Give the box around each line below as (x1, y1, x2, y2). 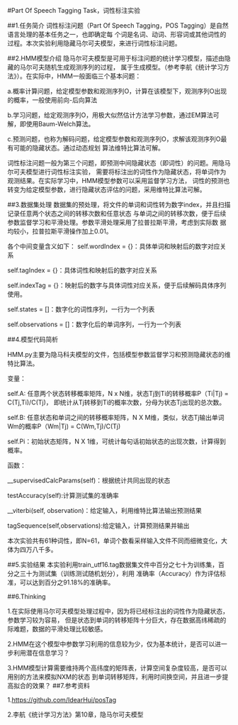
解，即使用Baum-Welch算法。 (7, 120, 95, 128)
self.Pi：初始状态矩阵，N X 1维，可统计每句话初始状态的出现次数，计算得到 (7, 437, 227, 445)
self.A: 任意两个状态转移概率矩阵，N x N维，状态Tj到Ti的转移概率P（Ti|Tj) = (7, 389, 229, 397)
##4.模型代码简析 (7, 336, 59, 343)
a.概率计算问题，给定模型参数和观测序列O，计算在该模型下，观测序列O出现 (7, 87, 227, 95)
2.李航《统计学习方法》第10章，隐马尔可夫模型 (7, 710, 144, 719)
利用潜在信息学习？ (13, 648, 69, 657)
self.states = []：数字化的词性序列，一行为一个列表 (7, 305, 155, 314)
